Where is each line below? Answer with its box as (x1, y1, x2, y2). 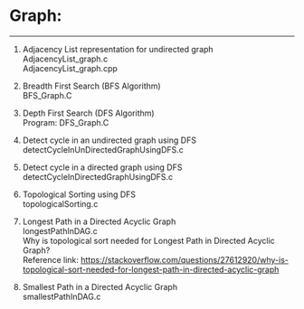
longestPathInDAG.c (22, 225, 98, 236)
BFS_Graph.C (22, 89, 72, 100)
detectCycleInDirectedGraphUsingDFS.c (22, 171, 174, 182)
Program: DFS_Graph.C (22, 117, 109, 127)
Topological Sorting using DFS (22, 189, 137, 200)
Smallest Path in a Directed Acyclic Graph (22, 281, 178, 292)
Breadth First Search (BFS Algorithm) (22, 80, 161, 91)
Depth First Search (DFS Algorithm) (22, 108, 156, 118)
